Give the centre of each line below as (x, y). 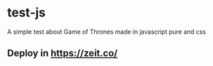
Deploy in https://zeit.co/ (62, 53)
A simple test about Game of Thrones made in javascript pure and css (106, 32)
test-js (27, 13)
